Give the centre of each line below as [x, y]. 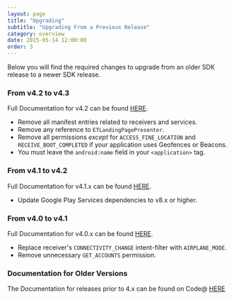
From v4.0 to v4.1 [37, 218]
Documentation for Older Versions [68, 273]
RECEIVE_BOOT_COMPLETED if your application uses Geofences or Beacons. [122, 145]
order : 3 [20, 47]
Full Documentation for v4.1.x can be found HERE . [80, 186]
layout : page [27, 14]
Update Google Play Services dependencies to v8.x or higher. [107, 200]
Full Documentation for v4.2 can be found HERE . [78, 109]
